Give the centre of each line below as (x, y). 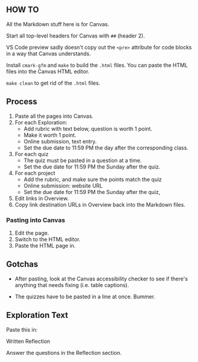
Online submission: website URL (63, 185)
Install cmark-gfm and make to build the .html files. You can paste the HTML (97, 65)
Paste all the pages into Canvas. (54, 116)
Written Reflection (28, 341)
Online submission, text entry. (60, 141)
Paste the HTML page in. (45, 245)
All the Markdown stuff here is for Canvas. (58, 24)
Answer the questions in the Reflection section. (64, 352)
